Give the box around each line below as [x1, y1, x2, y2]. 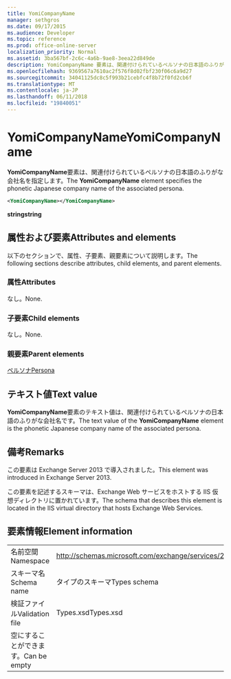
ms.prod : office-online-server [7, 42, 97, 49]
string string [7, 210, 43, 218]
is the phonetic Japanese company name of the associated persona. [7, 425, 201, 433]
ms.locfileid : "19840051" [7, 100, 81, 107]
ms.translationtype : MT [7, 81, 76, 88]
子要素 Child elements [7, 313, 80, 323]
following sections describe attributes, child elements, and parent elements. [7, 259, 222, 267]
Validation [17, 609, 49, 618]
